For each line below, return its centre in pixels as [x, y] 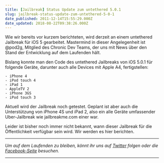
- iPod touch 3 [20, 98]
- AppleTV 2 [17, 89]
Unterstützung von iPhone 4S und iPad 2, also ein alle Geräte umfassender [80, 112]
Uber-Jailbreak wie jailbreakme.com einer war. [52, 117]
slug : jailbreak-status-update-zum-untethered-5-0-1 [60, 14]
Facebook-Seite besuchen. [32, 151]
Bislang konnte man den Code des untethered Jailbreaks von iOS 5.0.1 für [79, 62]
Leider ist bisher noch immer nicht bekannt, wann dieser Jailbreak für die [79, 126]
